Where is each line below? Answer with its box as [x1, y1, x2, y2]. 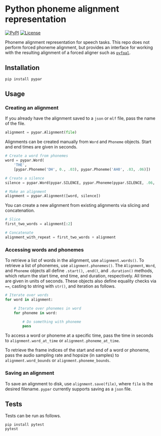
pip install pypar [5, 76, 42, 81]
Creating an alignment [5, 105, 59, 111]
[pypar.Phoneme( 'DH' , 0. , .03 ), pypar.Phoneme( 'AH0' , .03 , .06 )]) [14, 167, 151, 172]
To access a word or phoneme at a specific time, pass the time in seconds [5, 332, 154, 339]
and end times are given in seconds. [5, 144, 78, 150]
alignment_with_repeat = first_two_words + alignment [5, 235, 116, 239]
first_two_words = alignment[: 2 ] [5, 221, 73, 227]
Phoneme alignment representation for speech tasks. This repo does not [5, 39, 150, 45]
